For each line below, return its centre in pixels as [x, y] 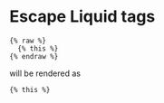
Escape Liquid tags [82, 17]
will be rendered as [45, 73]
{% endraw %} [34, 56]
